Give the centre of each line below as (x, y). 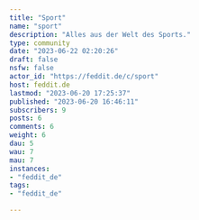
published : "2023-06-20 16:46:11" (74, 101)
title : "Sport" (38, 18)
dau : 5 (22, 143)
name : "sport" (36, 26)
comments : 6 (32, 127)
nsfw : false (32, 69)
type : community (40, 43)
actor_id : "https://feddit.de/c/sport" (84, 77)
